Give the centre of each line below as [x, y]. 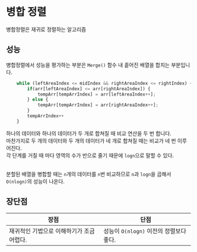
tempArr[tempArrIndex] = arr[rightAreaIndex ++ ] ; [98, 105]
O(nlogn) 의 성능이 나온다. [35, 181]
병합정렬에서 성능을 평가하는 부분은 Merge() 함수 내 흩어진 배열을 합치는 [88, 64]
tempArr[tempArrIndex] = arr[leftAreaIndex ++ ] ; [97, 94]
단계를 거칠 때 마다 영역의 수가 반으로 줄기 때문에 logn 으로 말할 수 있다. [93, 155]
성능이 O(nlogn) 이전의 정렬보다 [145, 231]
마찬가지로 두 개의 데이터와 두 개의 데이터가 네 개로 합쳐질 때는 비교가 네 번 [91, 141]
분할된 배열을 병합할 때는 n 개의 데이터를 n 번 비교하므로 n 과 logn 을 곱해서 [89, 174]
